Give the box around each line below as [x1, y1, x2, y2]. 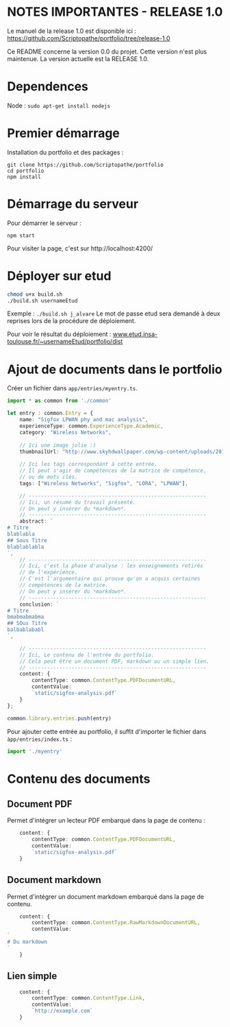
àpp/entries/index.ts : [7, 735, 73, 743]
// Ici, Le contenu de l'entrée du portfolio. [19, 651, 155, 659]
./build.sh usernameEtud [7, 297, 78, 304]
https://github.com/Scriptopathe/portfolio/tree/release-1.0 [7, 34, 170, 42]
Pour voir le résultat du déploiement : [7, 330, 112, 338]
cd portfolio [7, 167, 44, 174]
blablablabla [7, 543, 44, 550]
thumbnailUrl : [19, 448, 60, 455]
